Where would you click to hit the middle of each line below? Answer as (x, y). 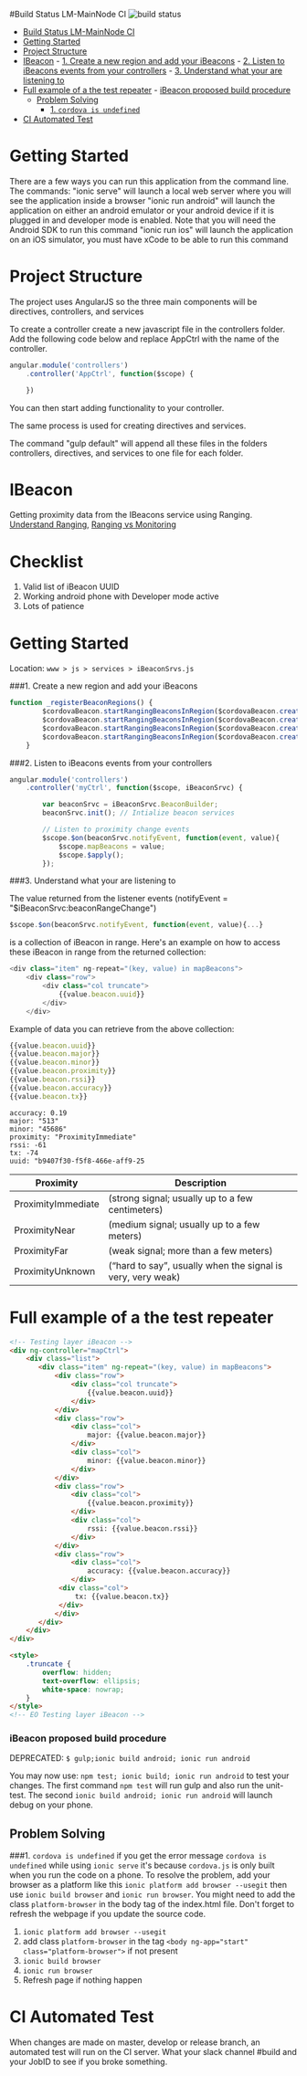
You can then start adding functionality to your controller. (117, 407)
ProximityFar (41, 1250)
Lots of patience (53, 606)
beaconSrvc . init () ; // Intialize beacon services (138, 813)
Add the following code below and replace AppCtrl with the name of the (144, 339)
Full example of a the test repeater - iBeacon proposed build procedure (156, 90)
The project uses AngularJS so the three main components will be (133, 301)
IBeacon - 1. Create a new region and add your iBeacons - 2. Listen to (153, 61)
